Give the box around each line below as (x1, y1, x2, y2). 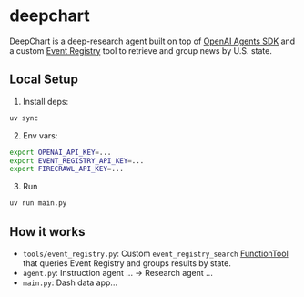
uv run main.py (9, 199, 67, 208)
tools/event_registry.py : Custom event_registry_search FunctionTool (22, 248, 289, 259)
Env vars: (22, 129, 58, 141)
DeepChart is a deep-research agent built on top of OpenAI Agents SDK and (9, 36, 296, 46)
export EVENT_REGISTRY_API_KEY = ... (9, 156, 145, 165)
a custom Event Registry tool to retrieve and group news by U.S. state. (9, 45, 273, 56)
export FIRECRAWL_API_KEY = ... (9, 165, 125, 174)
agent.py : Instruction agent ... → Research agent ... (22, 267, 214, 278)
